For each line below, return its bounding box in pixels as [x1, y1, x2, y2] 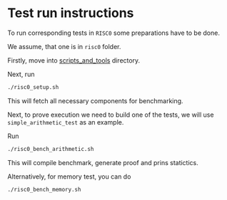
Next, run [7, 70, 35, 78]
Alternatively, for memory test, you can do [7, 172, 131, 181]
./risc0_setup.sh [7, 83, 59, 90]
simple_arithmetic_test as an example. [7, 117, 124, 126]
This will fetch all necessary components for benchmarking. [7, 96, 183, 105]
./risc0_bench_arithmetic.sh [7, 145, 94, 152]
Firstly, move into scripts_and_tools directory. [7, 56, 141, 65]
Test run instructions [7, 5, 134, 21]
